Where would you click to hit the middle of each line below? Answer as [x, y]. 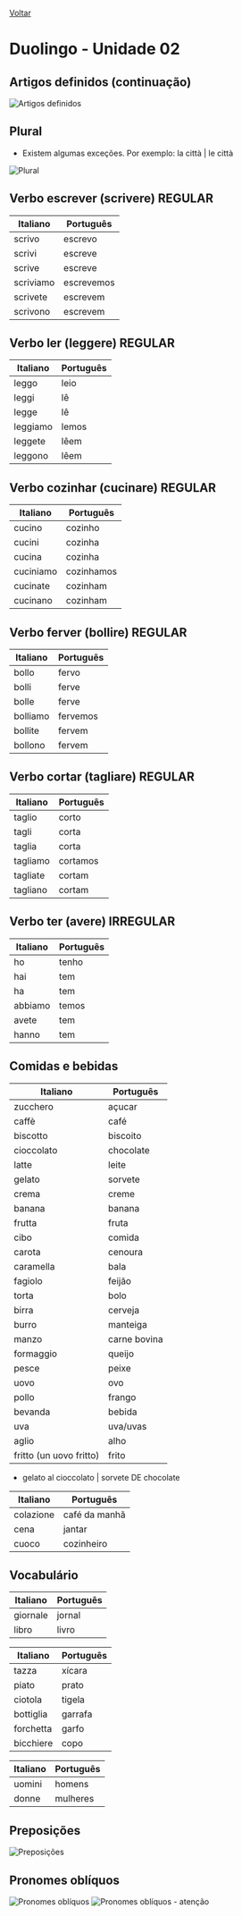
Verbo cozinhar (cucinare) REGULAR [113, 488]
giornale [31, 1616]
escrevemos [89, 283]
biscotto [31, 1135]
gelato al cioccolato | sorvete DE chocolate [101, 1477]
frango [122, 1397]
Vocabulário [44, 1575]
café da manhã [95, 1515]
